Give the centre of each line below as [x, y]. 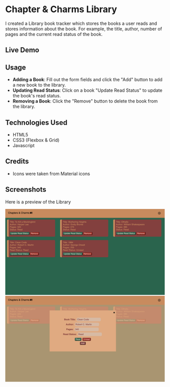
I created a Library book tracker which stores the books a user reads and [81, 23]
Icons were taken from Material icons [51, 173]
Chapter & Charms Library [61, 9]
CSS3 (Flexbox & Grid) [36, 140]
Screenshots [26, 189]
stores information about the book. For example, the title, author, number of [84, 28]
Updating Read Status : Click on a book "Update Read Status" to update [88, 90]
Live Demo [22, 50]
